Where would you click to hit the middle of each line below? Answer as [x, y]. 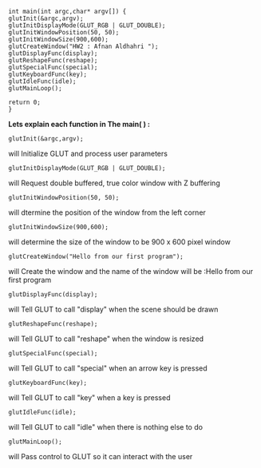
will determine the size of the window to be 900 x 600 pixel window [120, 242]
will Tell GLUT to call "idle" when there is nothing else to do [106, 427]
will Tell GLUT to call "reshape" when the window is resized [106, 339]
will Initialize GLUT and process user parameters [88, 153]
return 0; [25, 102]
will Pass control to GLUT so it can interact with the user [101, 456]
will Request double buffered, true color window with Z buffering [115, 183]
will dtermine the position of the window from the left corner [107, 212]
